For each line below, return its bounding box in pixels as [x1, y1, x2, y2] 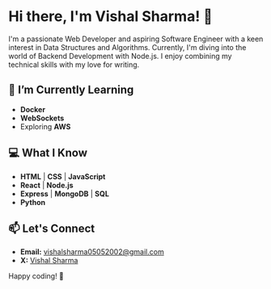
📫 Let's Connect [8, 221, 95, 235]
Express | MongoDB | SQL [19, 189, 109, 199]
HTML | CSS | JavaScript [19, 171, 106, 181]
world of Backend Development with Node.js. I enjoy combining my [8, 51, 232, 61]
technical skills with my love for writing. [8, 60, 140, 69]
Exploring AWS [19, 121, 71, 132]
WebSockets [19, 113, 65, 123]
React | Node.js [19, 180, 74, 190]
